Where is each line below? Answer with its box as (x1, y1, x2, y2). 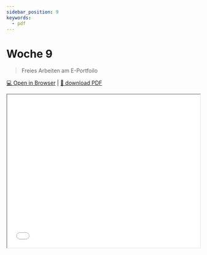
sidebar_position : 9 (6, 9, 59, 15)
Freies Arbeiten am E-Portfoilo (21, 67, 98, 74)
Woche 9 (6, 47, 53, 61)
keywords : (6, 15, 32, 21)
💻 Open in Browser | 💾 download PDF (6, 79, 102, 86)
